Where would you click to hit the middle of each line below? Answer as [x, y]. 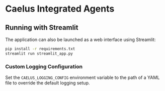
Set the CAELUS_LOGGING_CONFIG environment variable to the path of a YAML [82, 78]
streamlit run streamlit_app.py [39, 54]
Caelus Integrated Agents [60, 9]
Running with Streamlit [42, 28]
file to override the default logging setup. [48, 83]
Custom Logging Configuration [44, 66]
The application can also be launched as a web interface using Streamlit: [80, 39]
